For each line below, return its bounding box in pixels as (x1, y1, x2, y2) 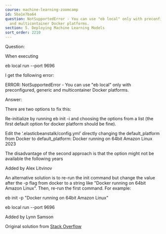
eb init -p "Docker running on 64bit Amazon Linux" (5, 195, 109, 201)
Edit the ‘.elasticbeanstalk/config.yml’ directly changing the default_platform (5, 131, 160, 136)
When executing (5, 53, 39, 59)
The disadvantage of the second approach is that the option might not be (5, 151, 154, 156)
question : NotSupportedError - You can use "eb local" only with (5, 16, 142, 21)
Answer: (5, 97, 22, 102)
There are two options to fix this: (5, 106, 72, 112)
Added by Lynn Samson (5, 214, 54, 220)
